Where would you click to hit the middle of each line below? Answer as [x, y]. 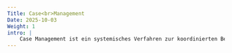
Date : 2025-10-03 [32, 20]
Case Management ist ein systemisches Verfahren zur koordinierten [118, 39]
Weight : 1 [21, 26]
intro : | [20, 33]
